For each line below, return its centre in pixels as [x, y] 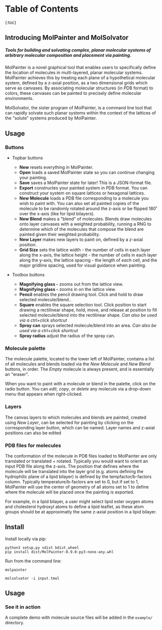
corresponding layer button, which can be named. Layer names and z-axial [80, 427]
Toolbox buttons [28, 274]
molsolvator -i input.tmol [32, 578]
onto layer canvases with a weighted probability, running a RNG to [85, 224]
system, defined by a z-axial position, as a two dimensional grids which [76, 83]
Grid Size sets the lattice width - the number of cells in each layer [85, 250]
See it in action [23, 607]
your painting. [33, 177]
